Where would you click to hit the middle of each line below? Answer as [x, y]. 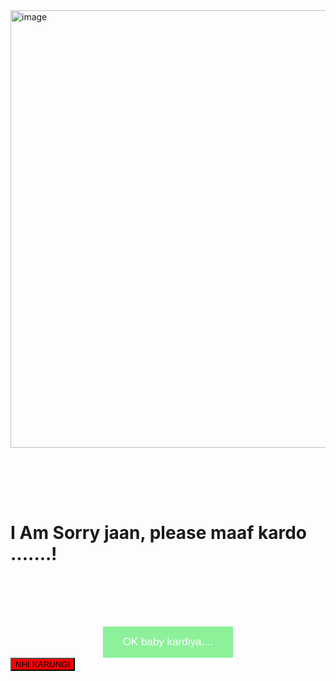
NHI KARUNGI [43, 664]
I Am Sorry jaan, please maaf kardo [158, 533]
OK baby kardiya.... [168, 641]
